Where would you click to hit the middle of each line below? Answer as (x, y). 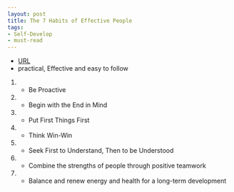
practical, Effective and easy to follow (73, 69)
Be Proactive (47, 90)
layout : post (27, 14)
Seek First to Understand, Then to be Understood (101, 151)
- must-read (25, 41)
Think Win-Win (50, 136)
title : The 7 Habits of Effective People (70, 21)
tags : (15, 27)
